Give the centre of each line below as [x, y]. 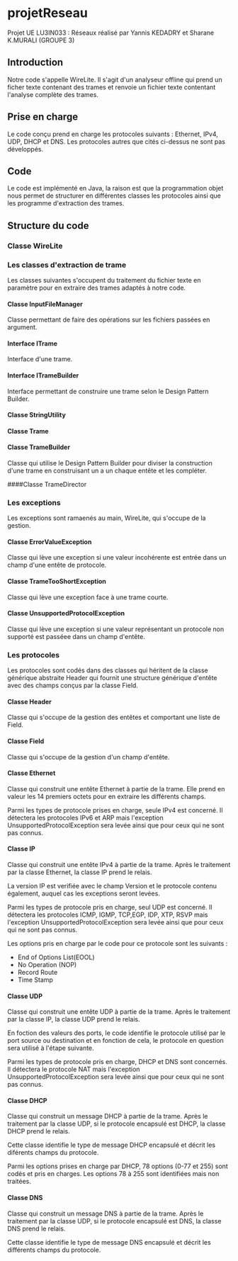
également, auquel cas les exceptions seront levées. [84, 893]
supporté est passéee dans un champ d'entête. [76, 636]
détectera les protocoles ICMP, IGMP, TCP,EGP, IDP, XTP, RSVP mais [108, 915]
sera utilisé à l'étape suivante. [51, 1048]
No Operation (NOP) [47, 965]
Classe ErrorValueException [50, 542]
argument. [22, 327]
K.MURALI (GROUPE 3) [41, 40]
